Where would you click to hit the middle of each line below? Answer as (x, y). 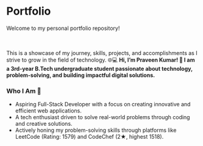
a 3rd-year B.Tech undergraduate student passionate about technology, (100, 68)
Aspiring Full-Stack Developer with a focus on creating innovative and (103, 104)
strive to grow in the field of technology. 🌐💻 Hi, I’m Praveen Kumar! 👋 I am (101, 60)
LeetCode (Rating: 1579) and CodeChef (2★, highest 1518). (89, 137)
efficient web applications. (48, 111)
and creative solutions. (44, 124)
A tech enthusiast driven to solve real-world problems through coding (102, 117)
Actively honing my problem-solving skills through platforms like (96, 130)
